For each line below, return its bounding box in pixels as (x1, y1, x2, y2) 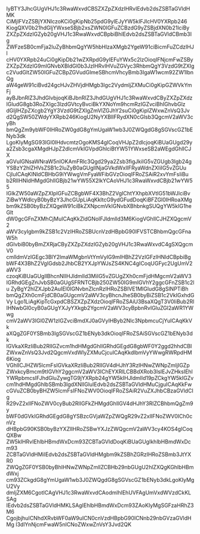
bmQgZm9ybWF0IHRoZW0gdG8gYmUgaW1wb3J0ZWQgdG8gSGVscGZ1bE (6, 126, 193, 133)
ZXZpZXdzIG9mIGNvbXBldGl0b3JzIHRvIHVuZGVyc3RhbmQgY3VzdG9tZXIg (6, 62, 195, 70)
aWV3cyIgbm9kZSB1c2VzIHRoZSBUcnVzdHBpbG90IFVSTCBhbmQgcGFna (6, 228, 192, 235)
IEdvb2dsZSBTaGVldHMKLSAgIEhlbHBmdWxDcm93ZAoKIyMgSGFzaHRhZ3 (6, 502, 194, 509)
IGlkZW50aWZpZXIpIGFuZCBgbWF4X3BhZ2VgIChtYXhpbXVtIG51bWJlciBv (6, 190, 191, 197)
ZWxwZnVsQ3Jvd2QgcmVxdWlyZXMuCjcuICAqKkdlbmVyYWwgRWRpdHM (6, 349, 192, 356)
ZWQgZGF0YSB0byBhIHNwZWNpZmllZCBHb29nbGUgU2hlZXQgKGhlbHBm (6, 464, 194, 470)
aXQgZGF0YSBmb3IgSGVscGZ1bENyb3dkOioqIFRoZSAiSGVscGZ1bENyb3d (6, 330, 193, 337)
